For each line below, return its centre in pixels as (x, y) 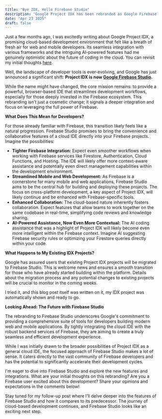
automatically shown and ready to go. (43, 298)
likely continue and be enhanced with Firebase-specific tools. (73, 197)
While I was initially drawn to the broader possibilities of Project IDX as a (77, 346)
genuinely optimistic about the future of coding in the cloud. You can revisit (80, 57)
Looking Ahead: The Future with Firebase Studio (54, 307)
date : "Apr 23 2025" (26, 18)
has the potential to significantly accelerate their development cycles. (74, 362)
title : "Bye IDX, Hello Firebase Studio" (47, 9)
